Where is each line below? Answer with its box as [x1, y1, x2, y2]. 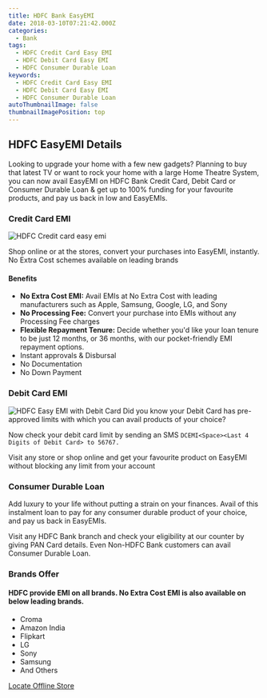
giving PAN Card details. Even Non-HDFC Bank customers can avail [8, 540, 231, 549]
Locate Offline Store [8, 681, 74, 691]
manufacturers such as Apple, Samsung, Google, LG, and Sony [19, 300, 228, 309]
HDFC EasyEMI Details [8, 138, 122, 152]
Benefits [8, 273, 38, 283]
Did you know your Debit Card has [122, 405, 236, 416]
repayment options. [19, 342, 85, 352]
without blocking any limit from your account [8, 461, 156, 470]
